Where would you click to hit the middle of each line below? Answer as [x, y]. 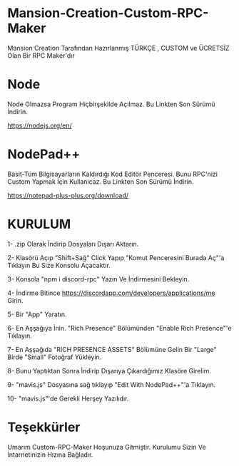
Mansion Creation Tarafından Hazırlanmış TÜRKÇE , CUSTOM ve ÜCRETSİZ [118, 48]
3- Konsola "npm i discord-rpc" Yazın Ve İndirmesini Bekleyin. [98, 279]
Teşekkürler [44, 427]
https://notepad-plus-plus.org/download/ [68, 195]
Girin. [15, 300]
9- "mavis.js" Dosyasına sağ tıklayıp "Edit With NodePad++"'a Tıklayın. [112, 384]
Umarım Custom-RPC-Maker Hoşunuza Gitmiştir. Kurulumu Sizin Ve [107, 447]
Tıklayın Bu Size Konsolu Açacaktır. [59, 265]
